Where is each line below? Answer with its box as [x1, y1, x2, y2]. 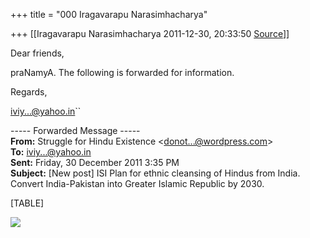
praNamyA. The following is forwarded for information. [10, 67, 235, 78]
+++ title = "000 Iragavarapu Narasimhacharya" [10, 9, 208, 20]
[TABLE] [10, 197, 45, 209]
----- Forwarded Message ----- [10, 125, 141, 136]
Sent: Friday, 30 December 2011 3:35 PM [10, 157, 180, 168]
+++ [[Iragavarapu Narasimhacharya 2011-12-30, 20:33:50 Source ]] [10, 28, 290, 39]
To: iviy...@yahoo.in [10, 146, 92, 158]
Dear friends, [10, 47, 65, 59]
